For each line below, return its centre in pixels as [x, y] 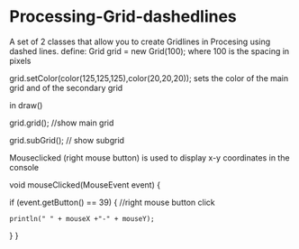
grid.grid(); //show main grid [62, 123]
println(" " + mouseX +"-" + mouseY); [82, 218]
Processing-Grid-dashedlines [123, 17]
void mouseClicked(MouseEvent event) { [85, 184]
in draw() [26, 105]
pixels [20, 60]
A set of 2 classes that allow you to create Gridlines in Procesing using [140, 41]
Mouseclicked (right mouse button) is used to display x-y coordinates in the [149, 157]
